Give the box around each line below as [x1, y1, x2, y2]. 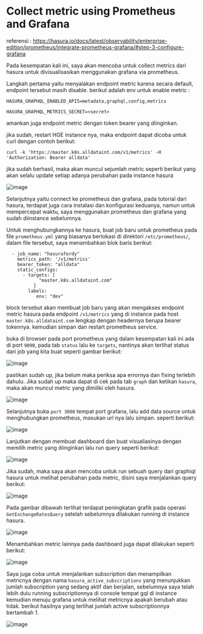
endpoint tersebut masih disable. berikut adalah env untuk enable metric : [6, 86, 190, 93]
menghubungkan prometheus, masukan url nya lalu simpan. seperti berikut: [6, 414, 195, 421]
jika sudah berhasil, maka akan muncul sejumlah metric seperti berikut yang [6, 165, 196, 172]
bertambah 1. [6, 609, 39, 616]
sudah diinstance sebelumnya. [6, 214, 83, 222]
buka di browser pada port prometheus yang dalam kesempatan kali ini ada [6, 335, 195, 342]
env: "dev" [36, 293, 64, 299]
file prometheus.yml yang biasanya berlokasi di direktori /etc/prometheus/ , [6, 232, 190, 240]
